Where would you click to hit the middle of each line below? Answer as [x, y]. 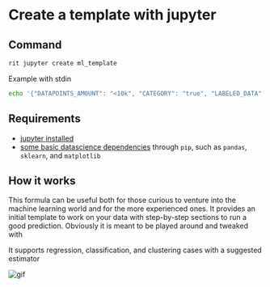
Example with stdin [40, 78]
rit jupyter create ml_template [63, 63]
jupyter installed [47, 138]
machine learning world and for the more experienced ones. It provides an [132, 209]
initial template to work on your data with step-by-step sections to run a [128, 217]
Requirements [44, 119]
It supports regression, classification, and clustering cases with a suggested [135, 250]
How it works [42, 181]
